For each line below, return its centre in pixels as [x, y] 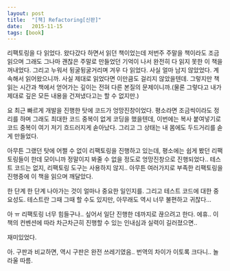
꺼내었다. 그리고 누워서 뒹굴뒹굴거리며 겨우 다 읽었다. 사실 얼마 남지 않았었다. [110, 70]
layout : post [26, 13]
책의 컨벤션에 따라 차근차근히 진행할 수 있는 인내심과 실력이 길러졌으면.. [102, 223]
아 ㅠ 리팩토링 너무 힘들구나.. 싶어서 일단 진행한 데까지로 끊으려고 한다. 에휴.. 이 [113, 214]
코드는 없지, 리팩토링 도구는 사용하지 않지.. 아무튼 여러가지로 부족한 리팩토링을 [118, 168]
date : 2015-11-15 [35, 26]
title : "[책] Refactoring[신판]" [54, 20]
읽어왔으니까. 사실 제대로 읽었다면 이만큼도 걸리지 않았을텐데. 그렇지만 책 [122, 79]
